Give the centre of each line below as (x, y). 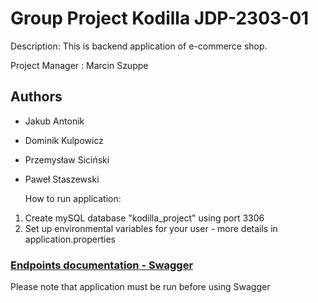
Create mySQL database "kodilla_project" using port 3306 (144, 218)
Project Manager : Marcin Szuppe (79, 65)
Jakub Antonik (54, 121)
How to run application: (73, 198)
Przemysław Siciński (67, 159)
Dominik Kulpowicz (64, 140)
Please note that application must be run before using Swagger (140, 287)
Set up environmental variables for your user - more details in (151, 228)
